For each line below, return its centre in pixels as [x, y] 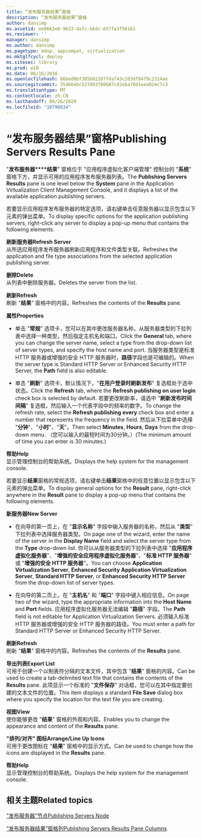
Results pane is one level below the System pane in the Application [90, 184]
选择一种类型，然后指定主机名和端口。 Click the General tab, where [109, 336]
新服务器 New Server [32, 514]
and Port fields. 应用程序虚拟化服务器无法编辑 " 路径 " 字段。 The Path [100, 609]
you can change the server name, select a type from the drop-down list [103, 343]
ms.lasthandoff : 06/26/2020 [41, 101]
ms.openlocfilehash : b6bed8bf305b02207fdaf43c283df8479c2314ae [87, 79]
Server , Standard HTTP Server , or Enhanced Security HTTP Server [100, 577]
